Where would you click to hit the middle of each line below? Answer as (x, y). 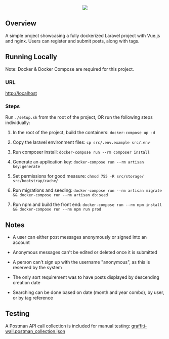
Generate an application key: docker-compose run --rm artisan (78, 162)
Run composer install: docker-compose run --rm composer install (81, 152)
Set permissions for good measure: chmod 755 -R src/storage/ (78, 176)
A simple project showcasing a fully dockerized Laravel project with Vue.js (83, 35)
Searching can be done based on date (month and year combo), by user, (88, 292)
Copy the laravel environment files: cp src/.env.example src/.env (81, 142)
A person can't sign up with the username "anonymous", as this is (81, 262)
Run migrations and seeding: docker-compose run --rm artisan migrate (87, 190)
